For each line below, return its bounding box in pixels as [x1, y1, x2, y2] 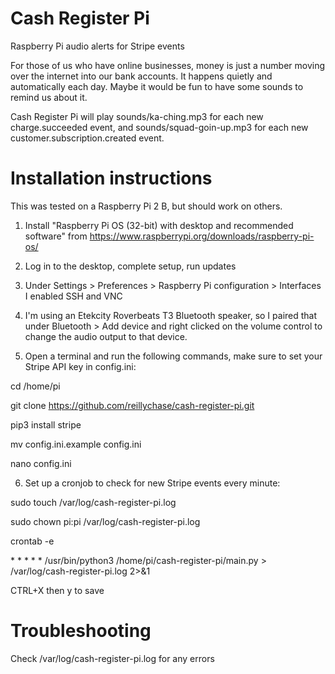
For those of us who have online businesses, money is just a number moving [10, 59, 326, 71]
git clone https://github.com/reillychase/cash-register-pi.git [10, 399, 255, 411]
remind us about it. [10, 91, 88, 103]
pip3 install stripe [10, 418, 82, 431]
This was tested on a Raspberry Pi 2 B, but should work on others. [10, 200, 283, 212]
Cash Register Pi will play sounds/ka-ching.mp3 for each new [10, 110, 264, 122]
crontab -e [10, 535, 55, 547]
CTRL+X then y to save [10, 584, 105, 596]
